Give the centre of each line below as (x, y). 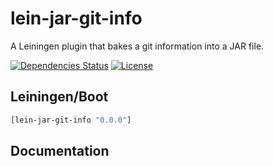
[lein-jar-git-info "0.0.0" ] (71, 120)
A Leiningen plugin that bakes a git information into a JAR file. (137, 46)
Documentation (60, 151)
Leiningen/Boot (59, 97)
